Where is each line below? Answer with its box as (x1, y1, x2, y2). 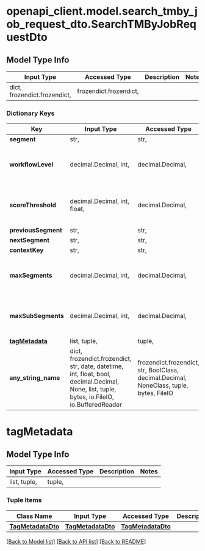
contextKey (9, 246, 44, 254)
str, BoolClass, (137, 366, 179, 374)
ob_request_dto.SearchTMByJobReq (6, 17, 197, 31)
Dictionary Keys (6, 109, 55, 117)
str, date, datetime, (70, 362, 124, 371)
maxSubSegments (9, 312, 64, 320)
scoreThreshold (9, 201, 57, 209)
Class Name (16, 512, 52, 520)
